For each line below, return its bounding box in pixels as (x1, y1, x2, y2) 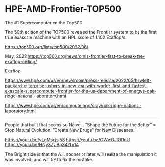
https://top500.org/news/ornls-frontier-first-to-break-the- (27, 53, 145, 59)
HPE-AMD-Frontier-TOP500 (5, 3, 122, 15)
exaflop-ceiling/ (5, 58, 37, 64)
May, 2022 (5, 53, 27, 59)
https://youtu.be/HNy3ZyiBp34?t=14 (5, 142, 79, 147)
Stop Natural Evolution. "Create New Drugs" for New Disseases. (5, 127, 135, 133)
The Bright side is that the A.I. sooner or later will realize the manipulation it (5, 151, 157, 157)
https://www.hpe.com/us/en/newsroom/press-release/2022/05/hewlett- (5, 77, 152, 83)
